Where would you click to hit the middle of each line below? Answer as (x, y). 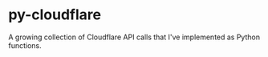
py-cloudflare (55, 15)
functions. (25, 45)
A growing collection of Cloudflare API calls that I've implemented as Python (134, 37)
